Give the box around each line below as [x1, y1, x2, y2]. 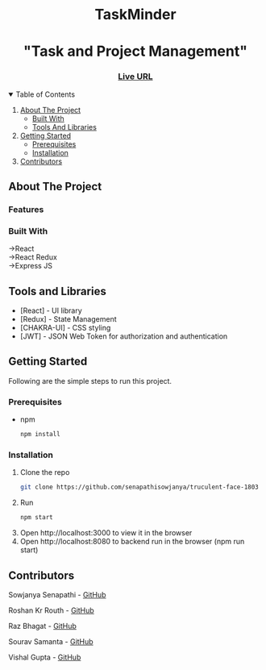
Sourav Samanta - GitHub [8, 636, 94, 646]
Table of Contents [15, 89, 75, 99]
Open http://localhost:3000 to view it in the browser [19, 528, 193, 538]
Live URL [118, 71, 153, 82]
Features [8, 203, 44, 214]
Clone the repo [19, 468, 70, 477]
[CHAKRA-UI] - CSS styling [19, 323, 111, 333]
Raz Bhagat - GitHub [8, 621, 77, 630]
